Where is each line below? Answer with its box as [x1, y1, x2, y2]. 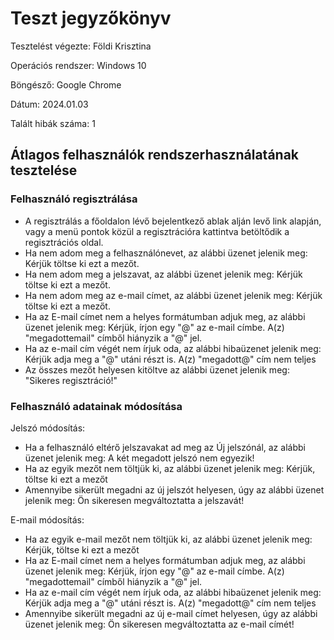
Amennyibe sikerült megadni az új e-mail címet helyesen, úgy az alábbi [24, 607, 318, 619]
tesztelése [10, 162, 78, 179]
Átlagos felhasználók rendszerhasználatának [10, 147, 300, 164]
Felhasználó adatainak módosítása [10, 399, 183, 413]
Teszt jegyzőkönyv [10, 7, 172, 30]
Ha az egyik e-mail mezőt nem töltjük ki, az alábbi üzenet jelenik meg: [24, 533, 313, 545]
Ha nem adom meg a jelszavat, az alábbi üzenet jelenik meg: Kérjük [24, 268, 303, 280]
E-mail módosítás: [10, 513, 85, 526]
